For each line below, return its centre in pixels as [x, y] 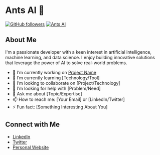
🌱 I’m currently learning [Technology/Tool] [56, 78]
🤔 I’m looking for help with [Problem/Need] [57, 88]
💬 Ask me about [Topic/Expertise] [47, 94]
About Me [21, 40]
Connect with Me [33, 125]
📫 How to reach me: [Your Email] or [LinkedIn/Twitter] [69, 99]
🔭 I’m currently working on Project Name [54, 72]
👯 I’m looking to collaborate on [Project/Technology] [66, 83]
